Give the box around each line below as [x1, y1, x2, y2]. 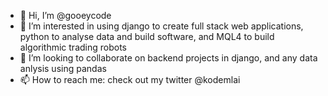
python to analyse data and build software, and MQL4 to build [19, 31, 275, 42]
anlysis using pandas [19, 63, 107, 74]
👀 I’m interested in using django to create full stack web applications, [19, 20, 304, 32]
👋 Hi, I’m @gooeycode [19, 10, 112, 21]
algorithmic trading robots [19, 41, 127, 53]
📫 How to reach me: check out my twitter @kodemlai [19, 74, 241, 85]
